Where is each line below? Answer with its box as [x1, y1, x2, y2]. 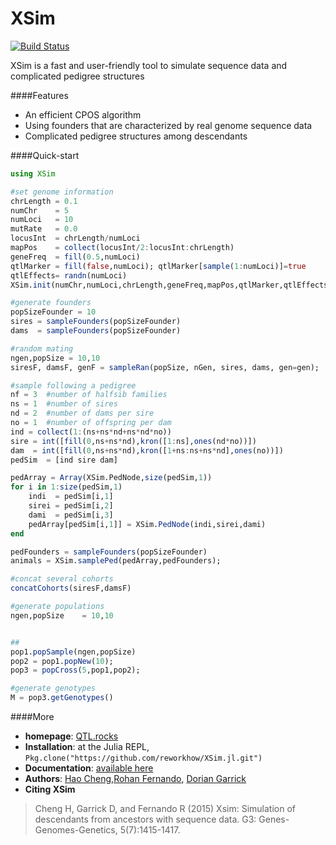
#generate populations [10, 602, 105, 612]
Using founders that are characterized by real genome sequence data [24, 119, 313, 131]
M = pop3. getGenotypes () [10, 693, 114, 703]
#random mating [10, 343, 74, 354]
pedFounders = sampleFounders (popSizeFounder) [10, 547, 208, 557]
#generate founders [10, 298, 92, 308]
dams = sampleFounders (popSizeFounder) [10, 326, 182, 336]
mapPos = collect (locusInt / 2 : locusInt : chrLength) [10, 243, 235, 253]
